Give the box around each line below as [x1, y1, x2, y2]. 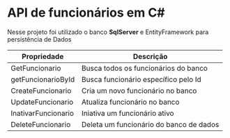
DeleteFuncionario [10, 119, 71, 129]
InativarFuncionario [10, 108, 75, 118]
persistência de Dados [7, 35, 72, 43]
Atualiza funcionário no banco [81, 97, 180, 107]
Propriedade [22, 51, 64, 61]
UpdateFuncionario [10, 97, 74, 107]
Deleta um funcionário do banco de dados [81, 119, 220, 129]
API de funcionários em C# [7, 5, 165, 21]
